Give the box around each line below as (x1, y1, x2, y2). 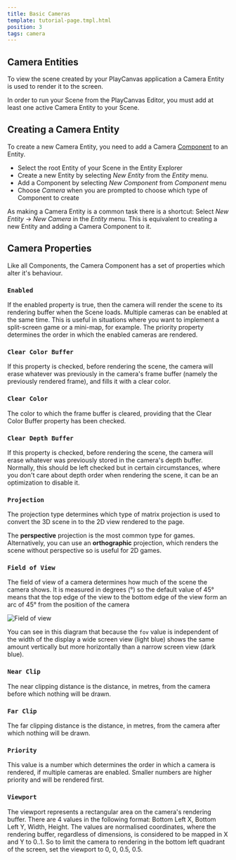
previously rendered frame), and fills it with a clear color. (7, 378, 171, 386)
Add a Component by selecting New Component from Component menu (17, 178, 227, 187)
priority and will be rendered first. (7, 775, 104, 784)
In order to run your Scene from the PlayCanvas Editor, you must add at (7, 96, 214, 104)
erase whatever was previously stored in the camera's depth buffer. (7, 456, 203, 464)
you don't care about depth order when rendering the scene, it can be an (7, 470, 219, 479)
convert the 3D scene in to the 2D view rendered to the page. (7, 518, 185, 526)
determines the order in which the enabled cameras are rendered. (7, 330, 198, 339)
